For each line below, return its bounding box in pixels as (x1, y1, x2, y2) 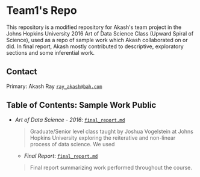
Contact (6, 67, 37, 77)
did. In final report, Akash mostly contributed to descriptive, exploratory (6, 43, 184, 50)
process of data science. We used (30, 140, 115, 147)
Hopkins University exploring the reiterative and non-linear (30, 134, 176, 141)
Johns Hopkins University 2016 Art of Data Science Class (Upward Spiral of (6, 29, 194, 37)
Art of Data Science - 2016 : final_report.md (14, 116, 125, 123)
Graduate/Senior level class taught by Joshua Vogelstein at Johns (30, 128, 194, 135)
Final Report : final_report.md (23, 152, 98, 160)
